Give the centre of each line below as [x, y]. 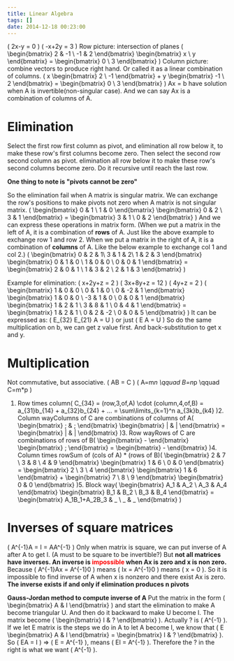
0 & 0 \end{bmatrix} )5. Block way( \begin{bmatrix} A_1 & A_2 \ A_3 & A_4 [122, 485]
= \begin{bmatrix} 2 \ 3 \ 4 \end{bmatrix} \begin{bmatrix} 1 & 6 [107, 470]
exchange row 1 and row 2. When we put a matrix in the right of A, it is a [111, 240]
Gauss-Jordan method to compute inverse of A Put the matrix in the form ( [116, 598]
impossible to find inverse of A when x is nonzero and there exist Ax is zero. [116, 577]
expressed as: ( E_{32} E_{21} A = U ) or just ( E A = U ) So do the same [109, 320]
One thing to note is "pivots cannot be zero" [72, 181]
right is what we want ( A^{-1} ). [52, 650]
